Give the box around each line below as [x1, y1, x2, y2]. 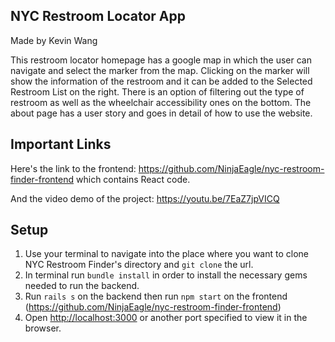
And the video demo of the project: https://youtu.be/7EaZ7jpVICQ [10, 192, 280, 204]
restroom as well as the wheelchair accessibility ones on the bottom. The [10, 96, 312, 108]
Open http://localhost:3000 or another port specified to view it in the [24, 312, 308, 324]
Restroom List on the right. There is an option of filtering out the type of [10, 85, 305, 98]
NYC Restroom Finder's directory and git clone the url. [24, 259, 254, 271]
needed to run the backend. [24, 280, 140, 292]
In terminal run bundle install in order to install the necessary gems [24, 269, 308, 281]
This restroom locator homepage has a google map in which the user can [10, 54, 312, 66]
